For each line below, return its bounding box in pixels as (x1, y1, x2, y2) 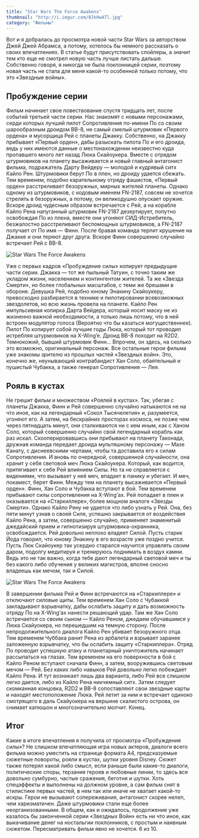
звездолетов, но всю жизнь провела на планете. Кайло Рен (6, 301, 158, 308)
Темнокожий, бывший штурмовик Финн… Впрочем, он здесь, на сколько (6, 338, 191, 345)
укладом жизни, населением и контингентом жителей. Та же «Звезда (6, 275, 184, 282)
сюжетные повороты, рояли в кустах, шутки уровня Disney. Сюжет (6, 755, 176, 763)
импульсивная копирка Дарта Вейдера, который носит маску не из (6, 307, 178, 314)
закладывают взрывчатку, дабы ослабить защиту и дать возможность (6, 603, 185, 610)
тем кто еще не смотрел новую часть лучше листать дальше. (6, 55, 163, 62)
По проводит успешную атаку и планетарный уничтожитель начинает (6, 647, 184, 654)
